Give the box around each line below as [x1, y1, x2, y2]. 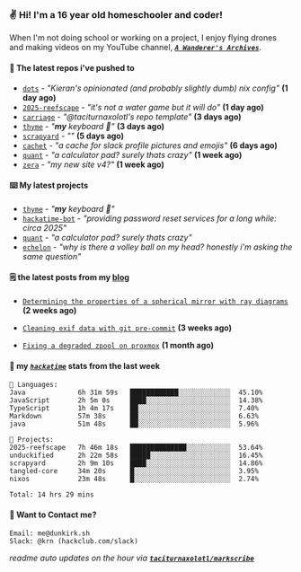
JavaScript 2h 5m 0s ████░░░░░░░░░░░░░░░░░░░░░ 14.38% [9, 396, 263, 405]
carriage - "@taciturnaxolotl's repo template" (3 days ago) [22, 111, 242, 122]
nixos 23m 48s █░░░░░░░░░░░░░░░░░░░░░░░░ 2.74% [9, 475, 259, 484]
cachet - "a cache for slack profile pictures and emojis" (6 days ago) [22, 139, 278, 151]
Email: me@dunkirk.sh [9, 529, 91, 538]
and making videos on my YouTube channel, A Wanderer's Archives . [9, 42, 262, 53]
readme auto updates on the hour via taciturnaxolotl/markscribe [9, 552, 254, 564]
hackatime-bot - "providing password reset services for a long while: [22, 213, 277, 224]
